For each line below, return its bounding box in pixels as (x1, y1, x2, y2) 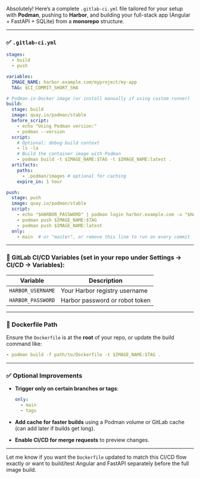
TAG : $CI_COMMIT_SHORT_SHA (11, 85, 79, 91)
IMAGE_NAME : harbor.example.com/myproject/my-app (11, 79, 137, 85)
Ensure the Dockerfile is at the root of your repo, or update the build (6, 334, 174, 341)
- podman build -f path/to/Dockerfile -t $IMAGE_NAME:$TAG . (6, 352, 161, 358)
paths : (17, 167, 33, 174)
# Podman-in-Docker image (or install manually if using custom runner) (6, 95, 190, 101)
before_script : (11, 118, 49, 124)
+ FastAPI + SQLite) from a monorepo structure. (6, 18, 124, 24)
